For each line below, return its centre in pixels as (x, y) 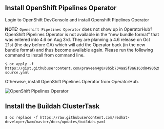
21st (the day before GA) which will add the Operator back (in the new (75, 45)
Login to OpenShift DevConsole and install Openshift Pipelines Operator (77, 19)
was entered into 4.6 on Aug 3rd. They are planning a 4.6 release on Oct (78, 39)
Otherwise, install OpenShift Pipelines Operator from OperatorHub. (72, 81)
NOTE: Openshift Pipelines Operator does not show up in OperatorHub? (79, 29)
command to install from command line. (45, 55)
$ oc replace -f (21, 117)
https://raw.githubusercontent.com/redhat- (85, 117)
